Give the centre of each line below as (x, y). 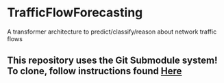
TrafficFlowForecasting (75, 13)
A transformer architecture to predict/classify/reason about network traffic (112, 32)
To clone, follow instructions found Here (95, 71)
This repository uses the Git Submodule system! (112, 61)
